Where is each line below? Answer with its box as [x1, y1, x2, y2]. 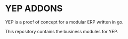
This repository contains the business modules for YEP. [5, 28, 119, 34]
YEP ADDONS [5, 3, 63, 14]
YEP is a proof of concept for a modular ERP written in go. [5, 19, 124, 25]
